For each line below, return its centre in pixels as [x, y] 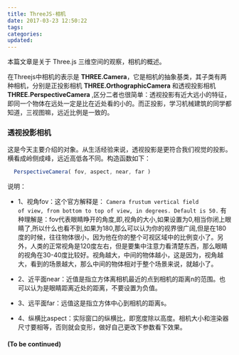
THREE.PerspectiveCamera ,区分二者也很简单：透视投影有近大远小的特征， [119, 95]
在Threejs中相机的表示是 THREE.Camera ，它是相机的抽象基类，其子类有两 [117, 77]
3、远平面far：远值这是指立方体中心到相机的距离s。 [94, 303]
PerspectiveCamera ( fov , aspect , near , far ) [83, 172]
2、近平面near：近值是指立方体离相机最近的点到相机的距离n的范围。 [118, 279]
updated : [20, 41]
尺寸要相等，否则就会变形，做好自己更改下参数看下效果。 [102, 327]
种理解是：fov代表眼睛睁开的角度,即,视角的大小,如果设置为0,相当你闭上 [121, 220]
